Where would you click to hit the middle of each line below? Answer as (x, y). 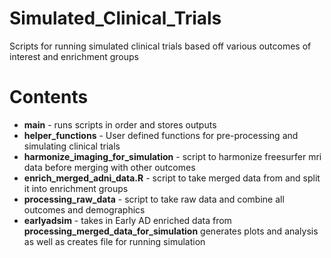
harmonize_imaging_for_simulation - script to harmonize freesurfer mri (172, 156)
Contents (49, 97)
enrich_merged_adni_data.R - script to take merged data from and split (172, 178)
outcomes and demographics (84, 209)
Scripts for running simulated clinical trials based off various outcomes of (160, 46)
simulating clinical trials (72, 146)
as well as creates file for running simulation (114, 241)
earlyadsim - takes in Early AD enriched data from (127, 220)
